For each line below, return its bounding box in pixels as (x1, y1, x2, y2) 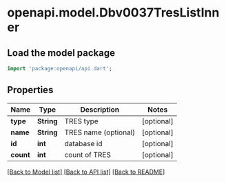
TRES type (64, 116, 99, 125)
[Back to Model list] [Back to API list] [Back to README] (7, 168, 165, 176)
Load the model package (7, 47, 116, 59)
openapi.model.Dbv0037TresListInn (7, 5, 220, 21)
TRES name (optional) (64, 128, 136, 137)
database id (64, 139, 103, 148)
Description (80, 105, 120, 114)
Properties (7, 84, 54, 96)
